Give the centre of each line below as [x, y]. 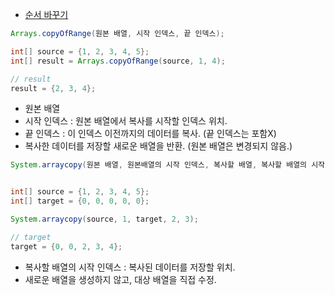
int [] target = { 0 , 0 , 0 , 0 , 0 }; [80, 201]
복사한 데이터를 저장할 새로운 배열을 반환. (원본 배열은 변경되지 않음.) [158, 146]
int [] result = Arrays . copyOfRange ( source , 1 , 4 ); [118, 61]
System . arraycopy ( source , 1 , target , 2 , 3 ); [104, 219]
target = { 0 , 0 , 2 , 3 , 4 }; [66, 246]
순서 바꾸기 [46, 14]
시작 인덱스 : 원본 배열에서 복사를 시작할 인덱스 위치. [126, 121]
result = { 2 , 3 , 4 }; [53, 88]
